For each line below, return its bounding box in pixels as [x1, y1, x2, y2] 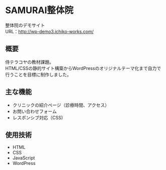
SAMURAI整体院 [5, 5, 74, 16]
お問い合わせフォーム [12, 108, 57, 114]
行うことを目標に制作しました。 [5, 71, 71, 77]
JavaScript [12, 155, 35, 161]
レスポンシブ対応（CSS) [12, 114, 63, 121]
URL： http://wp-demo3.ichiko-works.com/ [5, 28, 94, 34]
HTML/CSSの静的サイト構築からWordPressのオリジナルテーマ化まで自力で [5, 65, 161, 71]
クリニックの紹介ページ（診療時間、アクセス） [12, 102, 110, 108]
